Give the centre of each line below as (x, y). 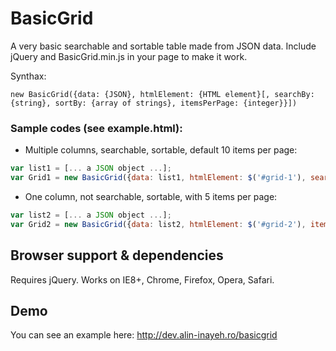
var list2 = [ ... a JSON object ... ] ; (91, 215)
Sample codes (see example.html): (96, 128)
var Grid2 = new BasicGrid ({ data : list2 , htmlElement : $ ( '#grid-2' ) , (158, 224)
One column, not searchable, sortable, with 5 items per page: (151, 196)
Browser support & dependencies (117, 255)
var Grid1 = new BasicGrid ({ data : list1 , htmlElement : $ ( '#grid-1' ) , (158, 178)
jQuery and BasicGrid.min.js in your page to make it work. (129, 56)
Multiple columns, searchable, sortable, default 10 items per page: (161, 150)
